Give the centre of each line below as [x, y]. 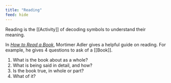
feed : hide [17, 15]
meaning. [15, 35]
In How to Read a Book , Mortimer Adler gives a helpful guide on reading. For [86, 44]
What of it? [24, 76]
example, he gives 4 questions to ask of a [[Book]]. [59, 50]
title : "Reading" [24, 10]
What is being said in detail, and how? [53, 65]
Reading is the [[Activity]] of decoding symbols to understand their [76, 29]
